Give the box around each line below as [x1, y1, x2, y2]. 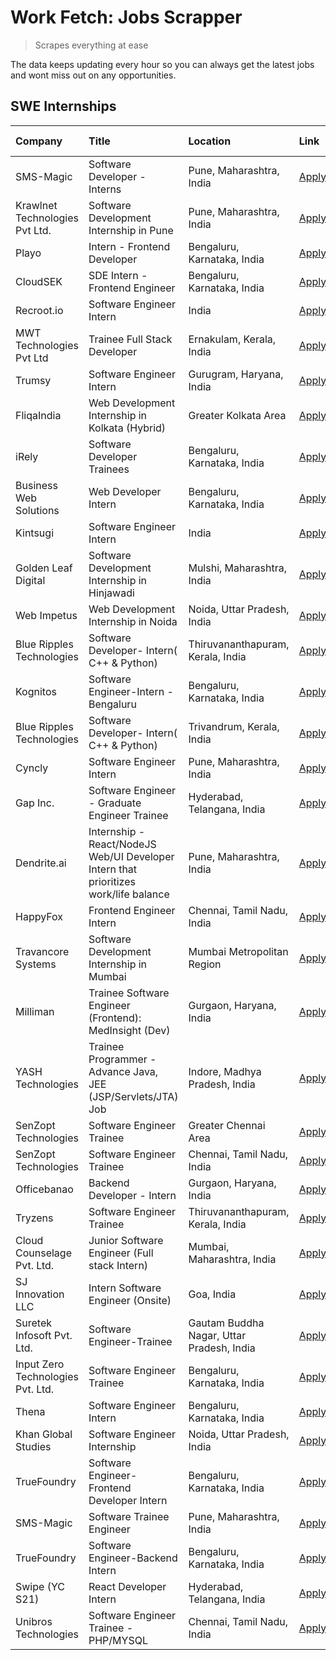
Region [188, 957, 222, 971]
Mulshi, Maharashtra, [188, 561, 287, 575]
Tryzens [15, 1211, 54, 1225]
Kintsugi [15, 526, 54, 540]
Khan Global [15, 1427, 73, 1441]
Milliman [15, 1004, 55, 1018]
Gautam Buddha [188, 1316, 265, 1330]
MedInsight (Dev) [88, 1023, 171, 1037]
